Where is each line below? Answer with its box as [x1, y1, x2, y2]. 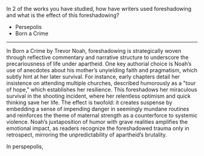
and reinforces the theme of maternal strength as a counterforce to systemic [6, 112, 198, 119]
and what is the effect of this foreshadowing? [6, 12, 120, 19]
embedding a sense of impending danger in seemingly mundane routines [6, 106, 189, 112]
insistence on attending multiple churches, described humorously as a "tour [6, 80, 196, 87]
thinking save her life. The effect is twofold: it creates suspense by [6, 99, 173, 106]
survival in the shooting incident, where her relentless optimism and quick [6, 92, 191, 100]
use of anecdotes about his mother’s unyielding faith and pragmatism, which [6, 67, 198, 73]
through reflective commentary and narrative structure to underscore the [6, 54, 189, 61]
